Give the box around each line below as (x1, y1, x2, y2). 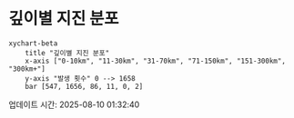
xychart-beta (8, 38, 58, 48)
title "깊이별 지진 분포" (25, 48, 110, 57)
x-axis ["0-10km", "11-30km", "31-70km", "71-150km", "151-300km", (25, 56, 286, 65)
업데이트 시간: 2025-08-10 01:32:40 (8, 99, 140, 110)
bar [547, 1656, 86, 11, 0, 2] (25, 82, 144, 91)
